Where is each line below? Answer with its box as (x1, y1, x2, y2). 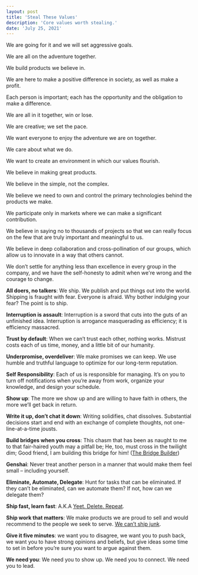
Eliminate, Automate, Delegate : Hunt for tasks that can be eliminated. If (6, 478, 181, 486)
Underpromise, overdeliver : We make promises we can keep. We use (6, 353, 177, 360)
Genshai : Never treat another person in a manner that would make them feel (6, 461, 192, 468)
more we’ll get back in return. (6, 401, 78, 408)
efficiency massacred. (6, 324, 60, 331)
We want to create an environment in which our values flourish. (6, 158, 160, 165)
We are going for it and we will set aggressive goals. (6, 41, 134, 49)
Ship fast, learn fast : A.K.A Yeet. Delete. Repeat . (6, 503, 125, 510)
